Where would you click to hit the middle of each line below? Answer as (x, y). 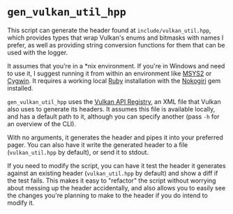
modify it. (21, 202)
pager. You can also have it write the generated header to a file (98, 144)
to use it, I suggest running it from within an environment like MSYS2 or (110, 73)
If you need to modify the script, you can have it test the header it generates (116, 165)
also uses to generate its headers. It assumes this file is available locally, (111, 109)
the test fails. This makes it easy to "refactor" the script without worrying (112, 181)
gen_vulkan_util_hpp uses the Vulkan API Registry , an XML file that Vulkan (114, 101)
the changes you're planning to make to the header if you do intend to (107, 195)
